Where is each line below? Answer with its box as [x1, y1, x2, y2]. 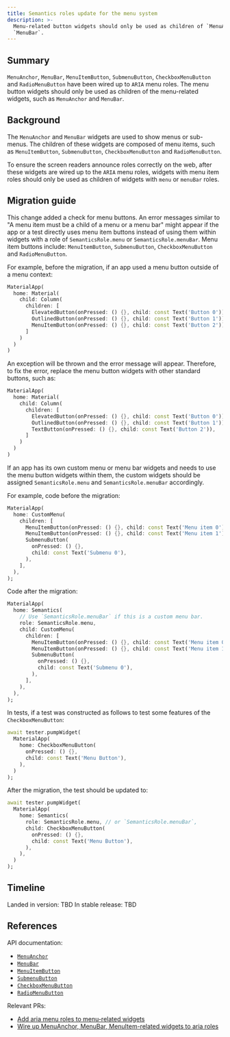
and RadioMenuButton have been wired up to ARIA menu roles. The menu [7, 80, 209, 88]
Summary [7, 54, 50, 66]
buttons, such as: [7, 374, 56, 383]
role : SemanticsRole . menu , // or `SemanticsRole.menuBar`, [25, 819, 197, 826]
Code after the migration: [7, 587, 78, 595]
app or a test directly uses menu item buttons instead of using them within [7, 228, 217, 236]
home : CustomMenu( [13, 511, 66, 518]
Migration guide [7, 195, 77, 206]
